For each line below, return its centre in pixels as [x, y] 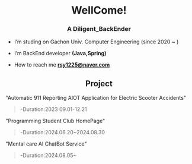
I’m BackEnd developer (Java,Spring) [60, 53]
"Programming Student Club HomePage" [55, 121]
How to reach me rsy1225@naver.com [62, 65]
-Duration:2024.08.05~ [48, 156]
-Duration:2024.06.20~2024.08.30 [62, 133]
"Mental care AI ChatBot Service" [46, 144]
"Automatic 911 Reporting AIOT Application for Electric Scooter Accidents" [96, 98]
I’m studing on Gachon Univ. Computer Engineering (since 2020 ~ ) [96, 42]
